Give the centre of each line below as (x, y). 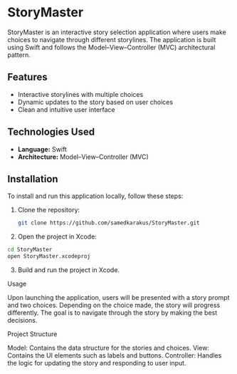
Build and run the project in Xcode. (68, 270)
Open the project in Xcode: (57, 237)
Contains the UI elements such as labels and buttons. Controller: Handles (115, 355)
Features (27, 77)
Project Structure (32, 334)
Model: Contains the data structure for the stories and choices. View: (109, 348)
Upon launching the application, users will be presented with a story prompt (118, 297)
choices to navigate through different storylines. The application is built (112, 39)
